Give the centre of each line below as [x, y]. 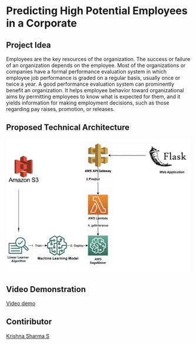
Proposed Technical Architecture [68, 128]
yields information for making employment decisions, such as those [88, 103]
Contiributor [29, 322]
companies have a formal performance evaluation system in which [87, 71]
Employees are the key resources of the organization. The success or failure [98, 59]
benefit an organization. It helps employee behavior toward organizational [95, 90]
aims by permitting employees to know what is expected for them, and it [93, 96]
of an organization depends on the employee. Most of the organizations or [96, 65]
